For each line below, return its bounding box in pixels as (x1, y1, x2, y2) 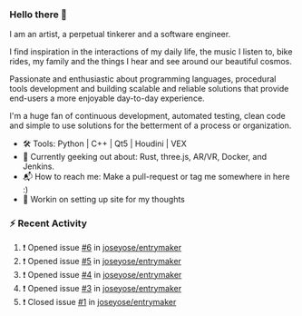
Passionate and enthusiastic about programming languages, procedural (9, 74, 277, 84)
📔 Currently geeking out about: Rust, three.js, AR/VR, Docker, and (22, 152, 268, 163)
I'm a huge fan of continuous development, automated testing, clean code (9, 111, 286, 122)
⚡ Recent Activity (9, 217, 88, 230)
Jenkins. (22, 161, 54, 172)
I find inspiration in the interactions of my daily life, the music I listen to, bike (9, 46, 293, 57)
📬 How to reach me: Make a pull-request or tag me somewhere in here (22, 172, 290, 183)
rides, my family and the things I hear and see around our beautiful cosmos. (9, 56, 293, 67)
